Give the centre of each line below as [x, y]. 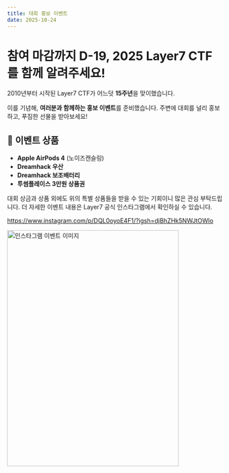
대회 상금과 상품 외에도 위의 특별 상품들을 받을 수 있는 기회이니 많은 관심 [103, 198]
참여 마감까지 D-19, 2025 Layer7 [97, 56]
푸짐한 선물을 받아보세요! [55, 117]
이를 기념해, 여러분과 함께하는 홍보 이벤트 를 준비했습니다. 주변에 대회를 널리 [107, 108]
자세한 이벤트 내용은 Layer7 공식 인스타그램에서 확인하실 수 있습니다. [120, 207]
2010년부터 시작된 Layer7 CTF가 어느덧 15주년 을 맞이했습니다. [91, 93]
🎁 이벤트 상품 [33, 140]
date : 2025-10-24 [32, 20]
